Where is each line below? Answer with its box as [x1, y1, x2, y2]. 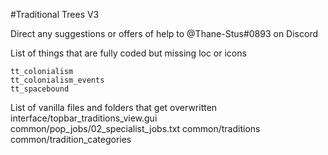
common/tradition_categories [10, 134, 132, 145]
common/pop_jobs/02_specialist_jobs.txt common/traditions [10, 123, 261, 134]
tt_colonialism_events [10, 75, 105, 85]
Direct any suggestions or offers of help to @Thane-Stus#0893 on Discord [10, 28, 319, 39]
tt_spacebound [10, 84, 70, 94]
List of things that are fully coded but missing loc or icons [10, 47, 247, 59]
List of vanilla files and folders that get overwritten [10, 102, 218, 113]
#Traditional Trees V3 [10, 9, 100, 20]
